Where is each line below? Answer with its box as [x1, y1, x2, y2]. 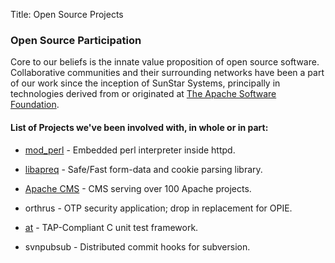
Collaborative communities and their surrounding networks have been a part [10, 67, 325, 79]
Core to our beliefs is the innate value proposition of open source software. [10, 56, 320, 68]
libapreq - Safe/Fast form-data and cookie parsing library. [24, 163, 263, 175]
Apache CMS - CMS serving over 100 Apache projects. [24, 182, 252, 194]
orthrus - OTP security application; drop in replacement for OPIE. [24, 202, 293, 214]
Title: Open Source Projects [10, 9, 124, 20]
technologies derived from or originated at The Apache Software [10, 88, 277, 100]
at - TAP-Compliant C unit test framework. [24, 221, 199, 233]
